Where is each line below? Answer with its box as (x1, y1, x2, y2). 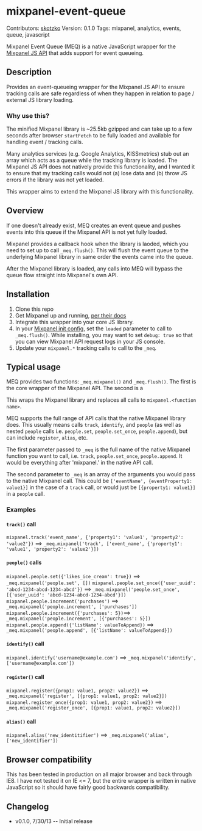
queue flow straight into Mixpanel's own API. (6, 271, 119, 278)
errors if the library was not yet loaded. (6, 176, 105, 184)
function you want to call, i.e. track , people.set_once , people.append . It (6, 452, 183, 460)
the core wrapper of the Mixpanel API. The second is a (6, 385, 144, 392)
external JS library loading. (6, 96, 74, 103)
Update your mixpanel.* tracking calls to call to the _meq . (15, 344, 157, 352)
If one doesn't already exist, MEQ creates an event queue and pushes (6, 222, 181, 229)
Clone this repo (15, 305, 54, 313)
